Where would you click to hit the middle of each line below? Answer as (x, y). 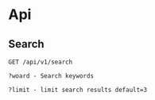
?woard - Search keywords (51, 76)
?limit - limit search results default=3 (78, 90)
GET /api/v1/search (41, 62)
